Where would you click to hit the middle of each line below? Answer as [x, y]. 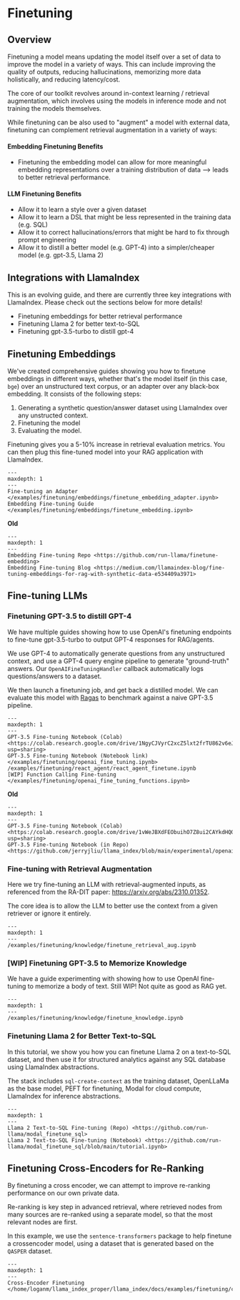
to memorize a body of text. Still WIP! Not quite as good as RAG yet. [127, 986]
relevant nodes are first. [42, 1222]
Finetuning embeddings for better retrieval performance [100, 317]
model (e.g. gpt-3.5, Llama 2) [60, 255]
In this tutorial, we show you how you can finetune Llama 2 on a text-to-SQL [119, 1051]
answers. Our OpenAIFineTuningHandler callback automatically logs [105, 668]
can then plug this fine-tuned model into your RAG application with [105, 452]
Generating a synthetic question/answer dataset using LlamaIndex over [122, 408]
